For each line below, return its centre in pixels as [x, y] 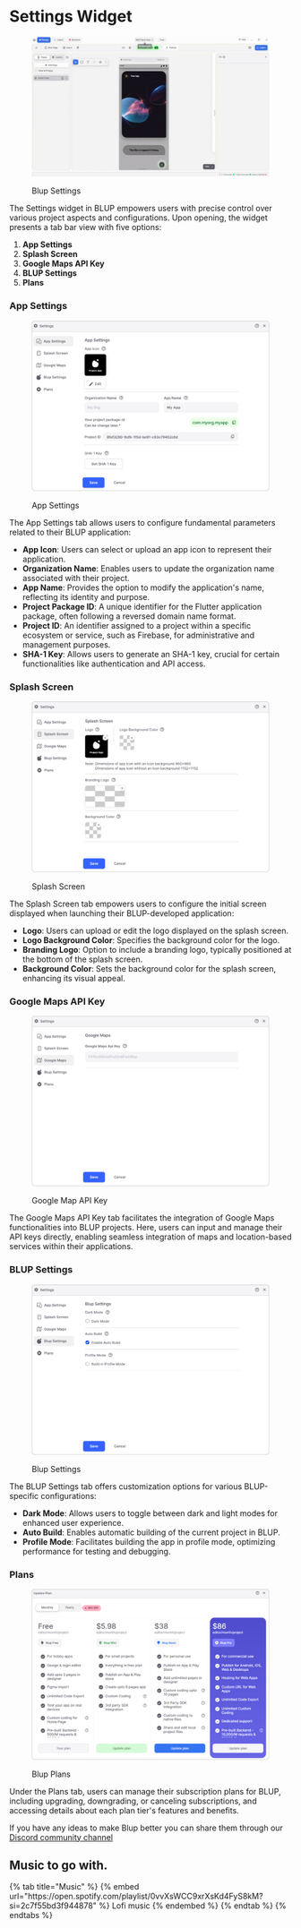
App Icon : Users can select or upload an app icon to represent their [147, 550]
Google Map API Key [70, 1201]
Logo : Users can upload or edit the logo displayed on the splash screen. [155, 930]
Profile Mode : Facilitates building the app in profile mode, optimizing [149, 1541]
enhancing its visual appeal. [73, 978]
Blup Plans [52, 1774]
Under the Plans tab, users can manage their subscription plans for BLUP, [145, 1791]
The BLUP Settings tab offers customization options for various [126, 1486]
